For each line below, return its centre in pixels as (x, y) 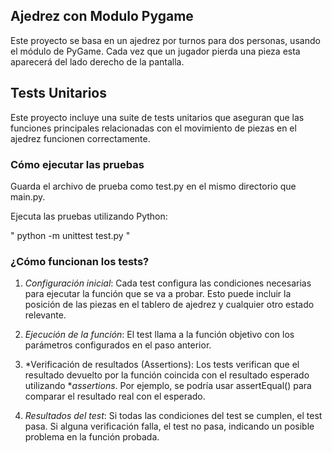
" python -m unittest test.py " (70, 235)
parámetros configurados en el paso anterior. (118, 345)
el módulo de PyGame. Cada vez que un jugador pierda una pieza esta (155, 51)
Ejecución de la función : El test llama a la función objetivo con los (159, 335)
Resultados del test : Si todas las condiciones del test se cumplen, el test (173, 416)
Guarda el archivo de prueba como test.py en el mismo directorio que (153, 186)
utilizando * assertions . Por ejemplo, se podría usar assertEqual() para (168, 386)
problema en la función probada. (92, 437)
